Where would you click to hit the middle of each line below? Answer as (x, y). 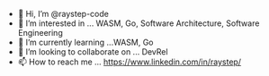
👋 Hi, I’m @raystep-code (63, 14)
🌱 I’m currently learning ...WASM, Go (86, 42)
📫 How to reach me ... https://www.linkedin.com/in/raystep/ (129, 62)
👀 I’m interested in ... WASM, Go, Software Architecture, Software (139, 23)
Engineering (40, 33)
